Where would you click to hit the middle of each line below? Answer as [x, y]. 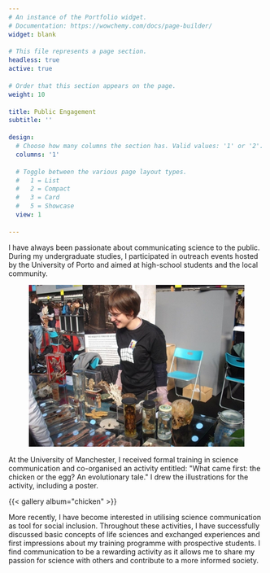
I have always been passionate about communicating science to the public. [134, 247]
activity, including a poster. [54, 485]
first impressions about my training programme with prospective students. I [134, 543]
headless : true [34, 60]
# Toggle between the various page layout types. [101, 172]
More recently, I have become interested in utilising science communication [135, 517]
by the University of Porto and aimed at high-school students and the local [133, 265]
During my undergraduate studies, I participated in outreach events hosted [133, 256]
